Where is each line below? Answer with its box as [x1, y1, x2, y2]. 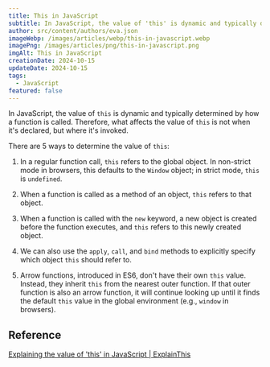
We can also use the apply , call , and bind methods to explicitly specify [19, 246, 256, 256]
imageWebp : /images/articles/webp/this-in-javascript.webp [8, 34, 211, 43]
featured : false [8, 86, 63, 95]
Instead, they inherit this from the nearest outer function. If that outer [19, 279, 251, 289]
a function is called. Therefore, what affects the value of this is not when [8, 118, 251, 127]
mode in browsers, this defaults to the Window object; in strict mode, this [19, 166, 260, 175]
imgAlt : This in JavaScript [8, 49, 103, 57]
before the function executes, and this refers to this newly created [19, 222, 242, 232]
